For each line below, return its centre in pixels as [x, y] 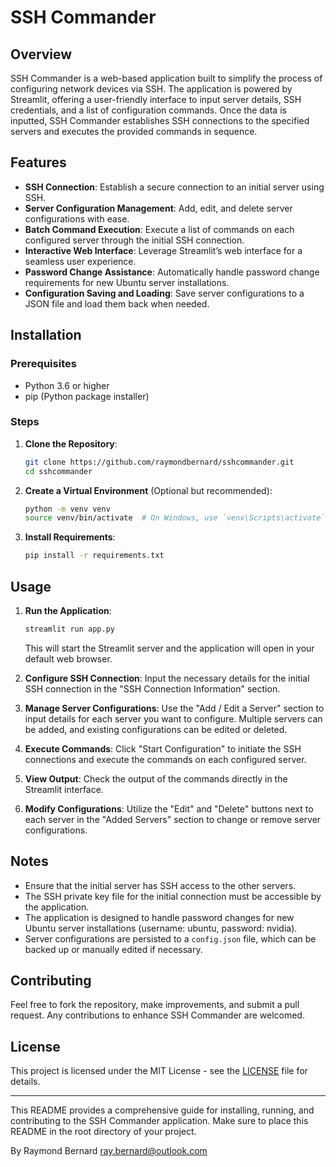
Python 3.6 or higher [67, 385]
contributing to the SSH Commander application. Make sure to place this [159, 1121]
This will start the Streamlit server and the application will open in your [169, 648]
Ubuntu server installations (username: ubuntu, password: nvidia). [161, 928]
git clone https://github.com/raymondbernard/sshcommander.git [159, 462]
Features [38, 162]
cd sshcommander [58, 471]
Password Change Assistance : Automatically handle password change [172, 272]
